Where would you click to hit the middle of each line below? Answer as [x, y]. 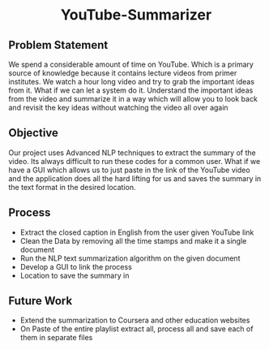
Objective [34, 133]
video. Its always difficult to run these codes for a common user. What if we [134, 161]
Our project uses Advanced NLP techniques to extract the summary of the [132, 153]
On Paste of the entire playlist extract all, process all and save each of [137, 329]
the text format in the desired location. [72, 187]
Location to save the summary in [75, 275]
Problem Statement [58, 45]
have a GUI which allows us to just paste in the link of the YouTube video [129, 170]
